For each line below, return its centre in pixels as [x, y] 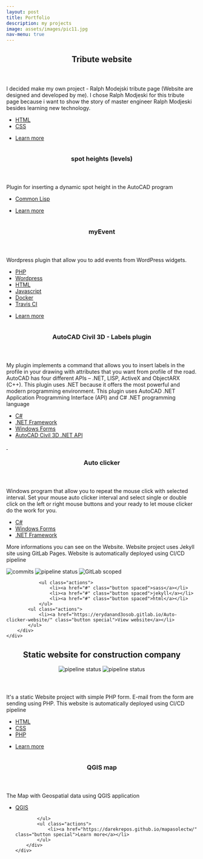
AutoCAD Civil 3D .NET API [49, 435]
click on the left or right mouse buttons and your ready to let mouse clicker [99, 504]
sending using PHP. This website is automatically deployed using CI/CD [95, 703]
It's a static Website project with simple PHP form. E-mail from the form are [100, 697]
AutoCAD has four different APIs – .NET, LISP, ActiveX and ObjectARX [93, 378]
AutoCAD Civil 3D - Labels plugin [102, 337]
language [18, 404]
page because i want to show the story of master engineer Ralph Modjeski [99, 102]
